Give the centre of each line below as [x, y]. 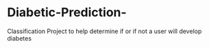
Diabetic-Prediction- [67, 13]
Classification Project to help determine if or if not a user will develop [104, 31]
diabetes [20, 38]
